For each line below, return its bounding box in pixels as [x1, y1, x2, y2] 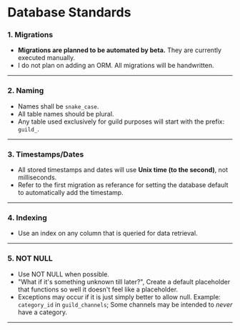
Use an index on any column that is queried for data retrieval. [17, 229, 198, 238]
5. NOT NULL [7, 254, 53, 264]
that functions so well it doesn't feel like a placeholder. [17, 285, 179, 294]
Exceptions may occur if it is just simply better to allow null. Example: [17, 292, 221, 301]
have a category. [17, 308, 68, 316]
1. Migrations [7, 30, 54, 40]
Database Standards [7, 4, 131, 21]
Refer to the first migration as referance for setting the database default [17, 181, 229, 189]
